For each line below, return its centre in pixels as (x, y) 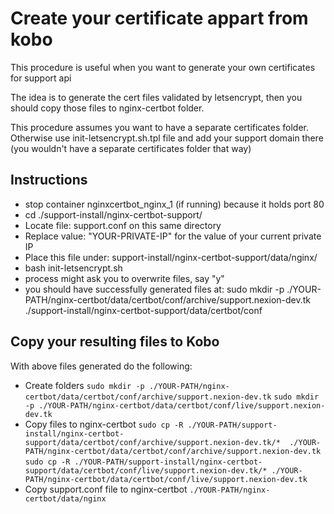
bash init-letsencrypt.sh (73, 268)
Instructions (49, 180)
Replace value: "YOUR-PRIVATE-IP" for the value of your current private (173, 236)
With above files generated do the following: (101, 366)
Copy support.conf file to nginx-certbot (106, 489)
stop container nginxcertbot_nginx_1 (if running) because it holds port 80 (174, 204)
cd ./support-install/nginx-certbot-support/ (113, 214)
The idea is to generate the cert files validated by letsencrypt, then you (156, 97)
